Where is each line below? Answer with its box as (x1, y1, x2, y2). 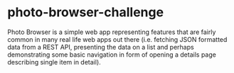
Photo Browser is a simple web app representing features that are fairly (7, 28, 216, 36)
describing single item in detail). (7, 57, 101, 66)
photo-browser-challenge (7, 4, 164, 21)
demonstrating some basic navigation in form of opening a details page (7, 50, 217, 59)
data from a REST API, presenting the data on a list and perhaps (7, 43, 194, 51)
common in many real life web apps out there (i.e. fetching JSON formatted (7, 35, 228, 43)
